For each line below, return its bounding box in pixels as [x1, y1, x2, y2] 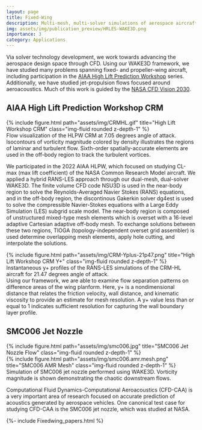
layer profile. [6, 309, 38, 316]
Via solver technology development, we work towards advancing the [6, 54, 176, 60]
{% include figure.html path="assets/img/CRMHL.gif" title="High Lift [6, 119, 176, 126]
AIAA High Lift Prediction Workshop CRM [6, 103, 164, 113]
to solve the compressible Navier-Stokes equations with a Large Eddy [6, 201, 179, 208]
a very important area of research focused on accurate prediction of [6, 393, 176, 400]
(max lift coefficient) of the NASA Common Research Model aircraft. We [17, 169, 196, 176]
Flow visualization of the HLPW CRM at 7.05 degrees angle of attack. [6, 131, 176, 139]
